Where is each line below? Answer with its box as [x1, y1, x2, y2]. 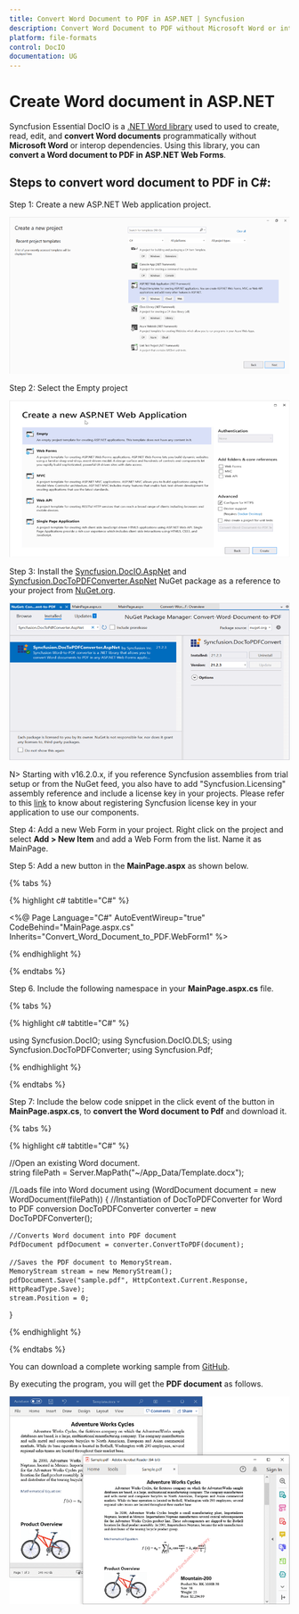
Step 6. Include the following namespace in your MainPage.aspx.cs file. [9, 982, 274, 994]
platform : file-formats [9, 33, 98, 42]
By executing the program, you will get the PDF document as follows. [9, 1378, 264, 1389]
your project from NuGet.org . [9, 585, 116, 596]
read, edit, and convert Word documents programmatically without [9, 130, 256, 142]
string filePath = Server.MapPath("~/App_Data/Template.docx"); [9, 1167, 245, 1178]
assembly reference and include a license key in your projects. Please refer [9, 788, 285, 799]
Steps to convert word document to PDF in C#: [9, 175, 271, 191]
